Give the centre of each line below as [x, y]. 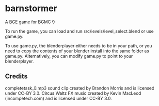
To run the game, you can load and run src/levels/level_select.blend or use [79, 31]
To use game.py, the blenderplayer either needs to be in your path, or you [79, 45]
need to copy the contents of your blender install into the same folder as [77, 51]
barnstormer [31, 8]
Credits [16, 76]
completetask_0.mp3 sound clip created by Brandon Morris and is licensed [80, 88]
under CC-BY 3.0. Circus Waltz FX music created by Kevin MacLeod [73, 93]
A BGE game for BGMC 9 [30, 22]
